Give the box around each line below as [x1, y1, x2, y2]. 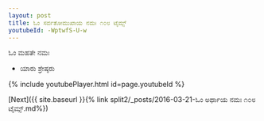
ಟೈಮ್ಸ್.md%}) [8, 104, 49, 113]
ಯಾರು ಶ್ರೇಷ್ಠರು [19, 64, 56, 74]
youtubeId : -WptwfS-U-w [8, 26, 87, 34]
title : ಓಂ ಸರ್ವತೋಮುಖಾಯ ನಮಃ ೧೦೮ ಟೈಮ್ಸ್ [8, 19, 127, 27]
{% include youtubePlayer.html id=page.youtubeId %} [8, 80, 185, 89]
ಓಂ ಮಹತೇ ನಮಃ [8, 48, 50, 58]
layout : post [8, 11, 52, 20]
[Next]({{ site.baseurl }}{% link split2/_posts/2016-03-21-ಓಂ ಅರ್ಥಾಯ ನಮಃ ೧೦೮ [8, 95, 256, 104]
